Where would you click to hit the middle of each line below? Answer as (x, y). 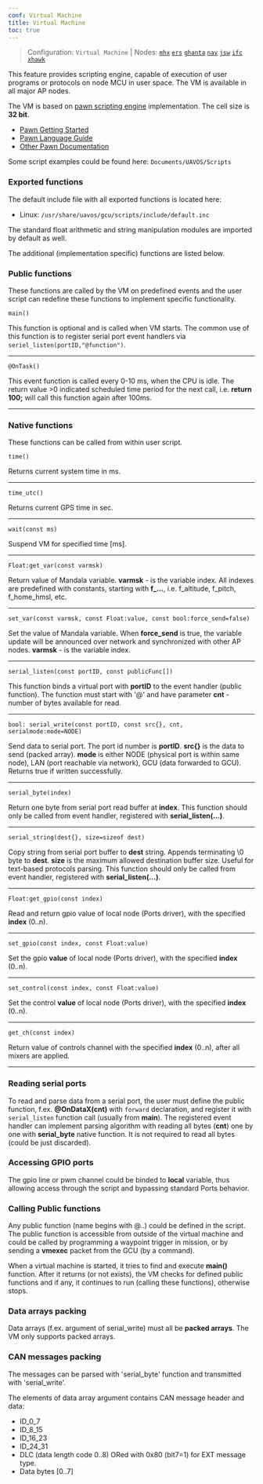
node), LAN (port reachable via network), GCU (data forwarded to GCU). (124, 763)
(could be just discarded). (50, 1142)
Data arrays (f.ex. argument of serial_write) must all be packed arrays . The (128, 1329)
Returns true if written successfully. (65, 771)
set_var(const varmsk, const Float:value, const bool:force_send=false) (129, 619)
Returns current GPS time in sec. (61, 508)
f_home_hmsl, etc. (38, 597)
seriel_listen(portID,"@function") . (67, 344)
